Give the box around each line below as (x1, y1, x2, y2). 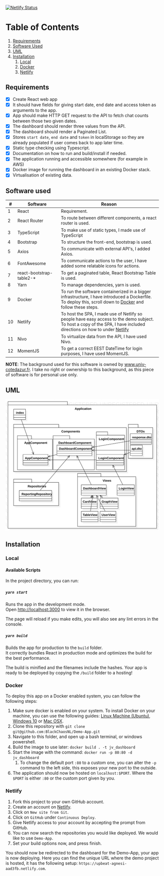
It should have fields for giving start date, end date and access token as (12, 102, 156, 108)
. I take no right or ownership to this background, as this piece (29, 367, 154, 373)
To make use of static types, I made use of (61, 227, 146, 233)
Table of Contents (5, 22, 79, 33)
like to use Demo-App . (12, 835, 53, 841)
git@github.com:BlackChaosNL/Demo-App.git (12, 729, 100, 735)
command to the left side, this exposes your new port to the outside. (19, 765, 157, 771)
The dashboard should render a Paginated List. (12, 129, 107, 135)
